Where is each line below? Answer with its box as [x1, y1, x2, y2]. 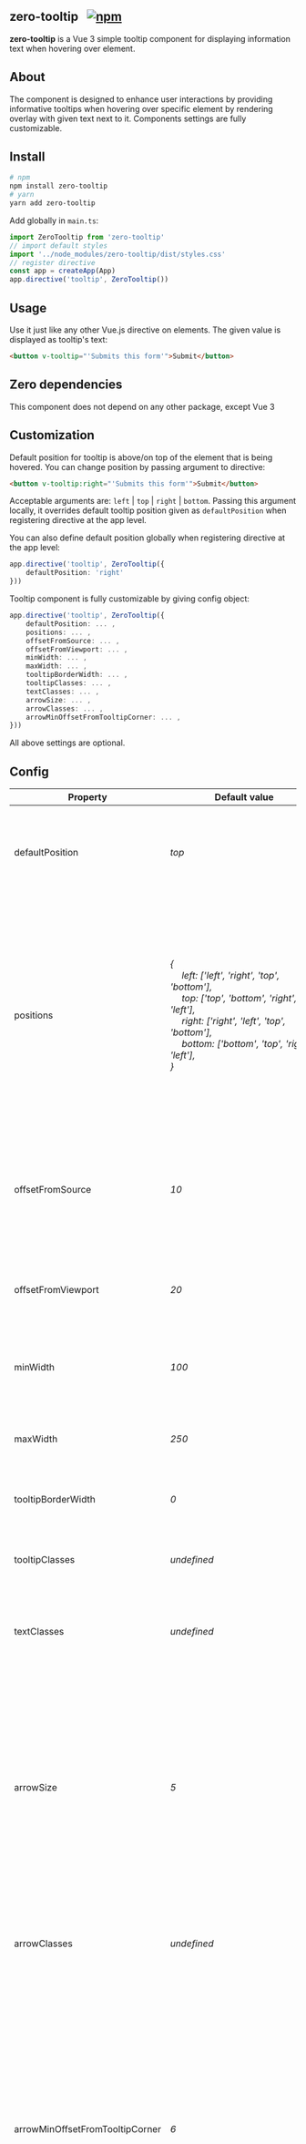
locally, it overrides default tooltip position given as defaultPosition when [9, 505, 287, 516]
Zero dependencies [9, 377, 123, 393]
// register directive [9, 258, 96, 267]
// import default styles [9, 241, 107, 251]
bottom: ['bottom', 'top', [181, 1038, 284, 1051]
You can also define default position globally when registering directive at [9, 532, 285, 543]
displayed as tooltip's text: [9, 334, 107, 344]
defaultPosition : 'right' [25, 569, 125, 578]
